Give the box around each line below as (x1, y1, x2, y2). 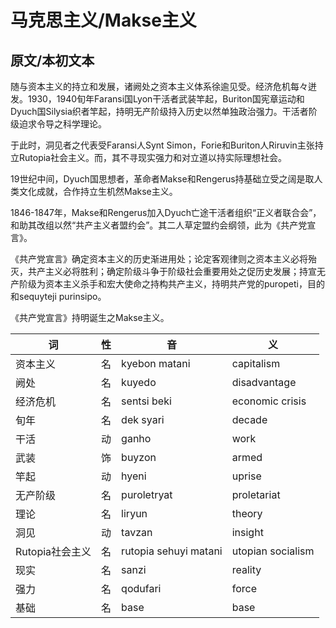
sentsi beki (121, 394, 172, 408)
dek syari (121, 413, 165, 426)
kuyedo (121, 376, 157, 389)
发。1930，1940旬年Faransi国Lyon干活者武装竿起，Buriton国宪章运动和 (10, 93, 305, 105)
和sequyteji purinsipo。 (10, 291, 107, 302)
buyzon (121, 451, 157, 464)
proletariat (231, 488, 281, 501)
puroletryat (121, 488, 173, 501)
